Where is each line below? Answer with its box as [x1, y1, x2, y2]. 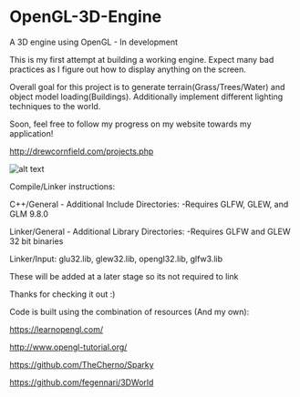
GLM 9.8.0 [9, 208, 48, 219]
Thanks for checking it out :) [9, 289, 116, 300]
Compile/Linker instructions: [9, 180, 116, 192]
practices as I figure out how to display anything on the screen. [9, 64, 246, 75]
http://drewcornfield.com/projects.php [9, 146, 154, 157]
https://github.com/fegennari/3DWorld [9, 376, 154, 388]
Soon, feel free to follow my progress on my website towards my [9, 118, 253, 129]
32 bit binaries [9, 235, 64, 247]
